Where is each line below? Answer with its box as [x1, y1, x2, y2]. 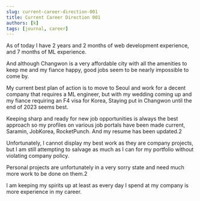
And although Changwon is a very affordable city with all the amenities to [6, 60, 187, 67]
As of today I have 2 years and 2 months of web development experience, [6, 42, 189, 49]
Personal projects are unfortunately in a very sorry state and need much [6, 164, 184, 171]
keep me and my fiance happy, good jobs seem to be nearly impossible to [6, 67, 189, 74]
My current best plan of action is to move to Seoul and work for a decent [6, 85, 186, 92]
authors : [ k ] [6, 20, 39, 26]
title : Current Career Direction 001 [6, 14, 101, 20]
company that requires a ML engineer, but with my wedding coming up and [6, 91, 192, 98]
